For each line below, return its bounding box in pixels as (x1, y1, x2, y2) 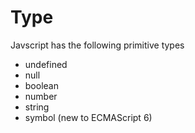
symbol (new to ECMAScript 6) (24, 111, 153, 123)
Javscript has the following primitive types (10, 39, 185, 51)
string (24, 101, 50, 113)
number (24, 90, 58, 102)
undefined (24, 58, 68, 70)
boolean (24, 79, 59, 91)
